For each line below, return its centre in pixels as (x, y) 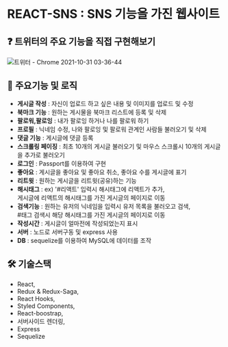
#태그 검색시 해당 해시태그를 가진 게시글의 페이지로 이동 (91, 215)
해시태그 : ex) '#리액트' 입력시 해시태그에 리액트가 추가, (91, 189)
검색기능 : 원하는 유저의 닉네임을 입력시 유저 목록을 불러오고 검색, (103, 206)
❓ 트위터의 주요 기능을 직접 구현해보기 (81, 41)
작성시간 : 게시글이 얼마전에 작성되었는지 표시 (77, 223)
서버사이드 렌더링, (41, 321)
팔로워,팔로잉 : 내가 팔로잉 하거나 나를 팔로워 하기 (83, 120)
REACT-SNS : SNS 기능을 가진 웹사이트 (114, 14)
